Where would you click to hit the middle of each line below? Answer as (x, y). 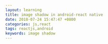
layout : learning (24, 10)
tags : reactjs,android (29, 29)
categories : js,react (28, 24)
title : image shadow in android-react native (54, 15)
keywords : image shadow (30, 33)
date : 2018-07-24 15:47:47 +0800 (41, 19)
